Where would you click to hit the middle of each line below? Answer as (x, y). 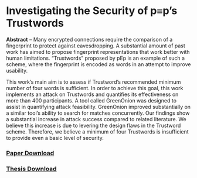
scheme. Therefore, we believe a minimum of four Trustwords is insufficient (97, 131)
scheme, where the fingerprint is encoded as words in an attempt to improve (98, 64)
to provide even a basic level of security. (55, 138)
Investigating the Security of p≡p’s (92, 11)
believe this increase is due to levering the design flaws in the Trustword (94, 125)
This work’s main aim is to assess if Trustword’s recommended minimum (94, 82)
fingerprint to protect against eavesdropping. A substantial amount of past (96, 46)
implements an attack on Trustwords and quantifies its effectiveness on (92, 94)
